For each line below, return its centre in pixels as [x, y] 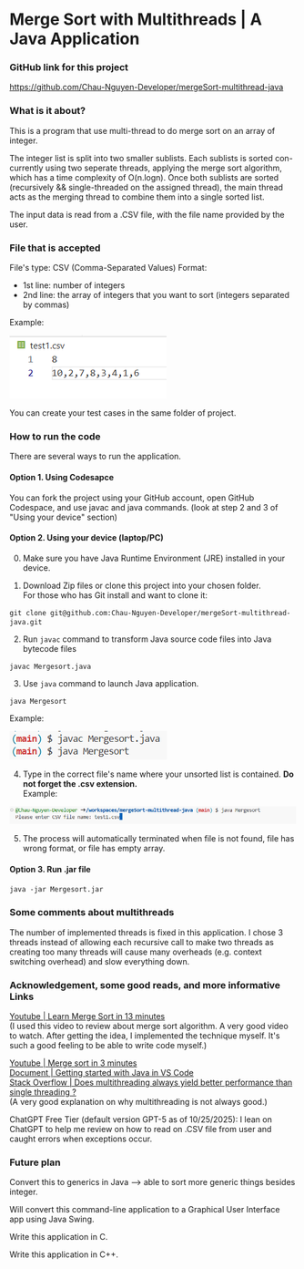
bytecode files [50, 648]
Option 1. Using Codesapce [61, 477]
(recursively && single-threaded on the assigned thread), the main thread [147, 187]
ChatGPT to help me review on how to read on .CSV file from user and [141, 1129]
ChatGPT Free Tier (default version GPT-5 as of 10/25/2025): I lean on [141, 1119]
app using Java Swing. [52, 1219]
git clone [28, 613]
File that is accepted [55, 248]
